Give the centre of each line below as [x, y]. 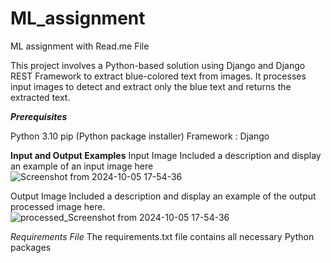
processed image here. [58, 206]
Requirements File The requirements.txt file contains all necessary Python [162, 236]
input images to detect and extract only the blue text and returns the [151, 86]
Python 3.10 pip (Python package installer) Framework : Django [140, 136]
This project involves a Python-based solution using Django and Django [158, 65]
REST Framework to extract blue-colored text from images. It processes [158, 76]
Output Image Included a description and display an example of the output [163, 196]
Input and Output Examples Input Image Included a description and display [166, 155]
